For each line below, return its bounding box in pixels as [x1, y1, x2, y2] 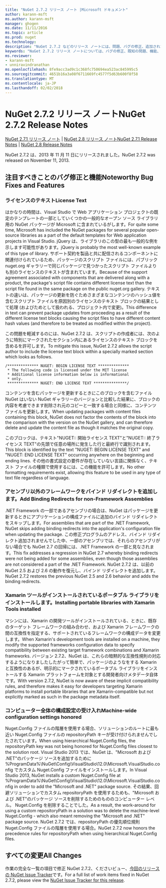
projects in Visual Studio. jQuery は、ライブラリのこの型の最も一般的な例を [5, 238, 158, 244]
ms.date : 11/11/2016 [5, 26, 48, 31]
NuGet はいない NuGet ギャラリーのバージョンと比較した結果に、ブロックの [5, 396, 161, 402]
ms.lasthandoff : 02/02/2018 [5, 85, 63, 91]
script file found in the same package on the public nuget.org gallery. [5, 286, 146, 292]
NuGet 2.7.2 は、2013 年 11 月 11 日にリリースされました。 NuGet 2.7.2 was [5, 152, 156, 158]
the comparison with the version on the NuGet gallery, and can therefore [5, 419, 153, 426]
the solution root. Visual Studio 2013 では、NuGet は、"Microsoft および [5, 749, 152, 755]
